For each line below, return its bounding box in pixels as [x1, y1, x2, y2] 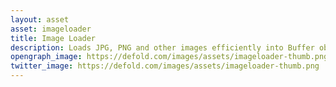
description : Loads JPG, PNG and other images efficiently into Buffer [10, 42, 315, 53]
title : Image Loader [10, 33, 97, 43]
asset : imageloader [10, 24, 92, 34]
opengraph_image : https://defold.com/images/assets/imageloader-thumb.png [10, 52, 329, 62]
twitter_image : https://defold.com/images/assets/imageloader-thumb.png [10, 61, 320, 71]
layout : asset [10, 14, 70, 25]
